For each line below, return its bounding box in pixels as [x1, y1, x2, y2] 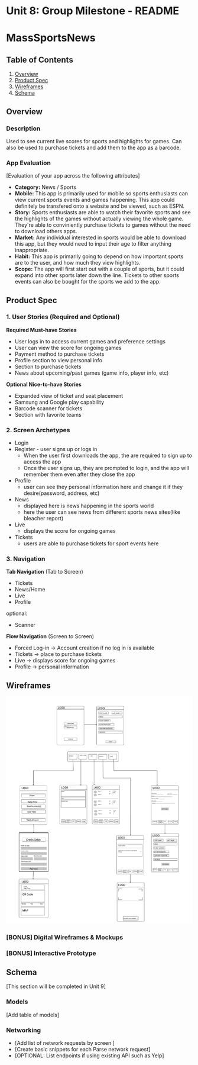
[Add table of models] [6, 1011, 60, 1018]
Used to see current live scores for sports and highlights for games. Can [6, 137, 182, 144]
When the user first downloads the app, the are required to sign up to [23, 452, 192, 459]
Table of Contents [6, 54, 74, 65]
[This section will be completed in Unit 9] [6, 983, 106, 990]
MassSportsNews [6, 31, 96, 45]
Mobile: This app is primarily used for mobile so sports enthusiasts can [14, 190, 188, 197]
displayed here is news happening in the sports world [23, 502, 154, 510]
